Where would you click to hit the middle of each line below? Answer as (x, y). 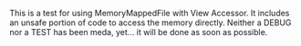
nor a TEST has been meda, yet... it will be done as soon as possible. (139, 32)
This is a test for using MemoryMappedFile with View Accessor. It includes (150, 13)
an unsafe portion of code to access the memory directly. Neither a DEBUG (150, 23)
